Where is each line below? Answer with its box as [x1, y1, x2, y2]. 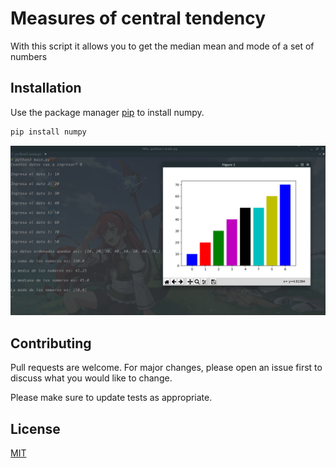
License [10, 420, 61, 437]
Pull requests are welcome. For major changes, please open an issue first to [10, 362, 323, 374]
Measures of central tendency [10, 7, 267, 30]
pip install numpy [10, 127, 87, 137]
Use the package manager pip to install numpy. [10, 106, 205, 118]
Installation [10, 80, 82, 97]
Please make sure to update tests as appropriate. [10, 392, 213, 404]
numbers [10, 50, 48, 62]
